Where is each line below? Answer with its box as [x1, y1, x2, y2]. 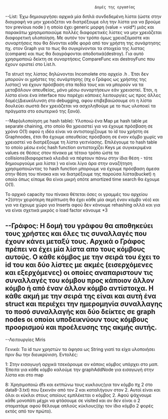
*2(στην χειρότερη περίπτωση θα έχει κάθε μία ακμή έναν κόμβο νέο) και [5, 196, 159, 202]
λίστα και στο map [5, 371, 44, 377]
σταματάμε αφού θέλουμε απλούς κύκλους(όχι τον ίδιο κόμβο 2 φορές [5, 402, 154, 408]
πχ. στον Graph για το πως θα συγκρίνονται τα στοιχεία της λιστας [5, 45, 145, 51]
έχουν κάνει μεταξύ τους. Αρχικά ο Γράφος [5, 237, 145, 246]
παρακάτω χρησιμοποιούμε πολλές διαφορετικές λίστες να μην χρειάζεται [5, 29, 162, 35]
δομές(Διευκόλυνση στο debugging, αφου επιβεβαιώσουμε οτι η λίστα [5, 97, 152, 103]
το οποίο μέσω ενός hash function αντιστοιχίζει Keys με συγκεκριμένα [5, 144, 151, 150]
